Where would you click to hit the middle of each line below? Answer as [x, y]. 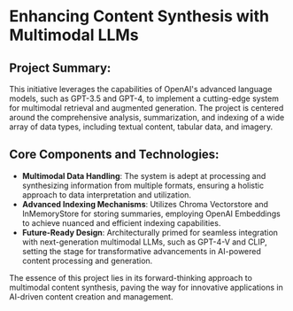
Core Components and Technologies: [114, 155]
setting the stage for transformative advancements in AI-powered [141, 251]
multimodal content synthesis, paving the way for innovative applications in [146, 287]
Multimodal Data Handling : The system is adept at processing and [144, 175]
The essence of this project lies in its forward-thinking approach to [131, 277]
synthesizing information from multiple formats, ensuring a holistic [143, 185]
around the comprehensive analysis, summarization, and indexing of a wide [147, 117]
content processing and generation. [87, 260]
